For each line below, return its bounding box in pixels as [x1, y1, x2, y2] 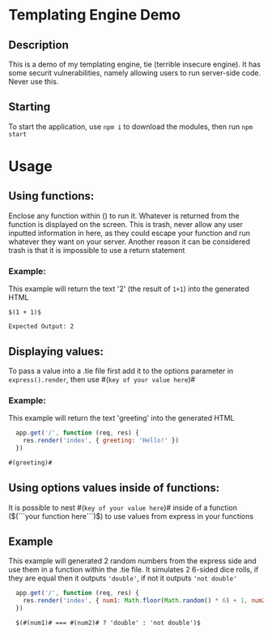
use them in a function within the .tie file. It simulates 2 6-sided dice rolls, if [8, 565, 259, 575]
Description [8, 38, 69, 52]
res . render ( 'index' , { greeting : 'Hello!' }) [23, 436, 180, 445]
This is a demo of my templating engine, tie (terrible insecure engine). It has [8, 59, 261, 69]
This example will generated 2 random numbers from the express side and [8, 556, 257, 566]
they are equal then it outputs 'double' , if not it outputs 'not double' [8, 573, 237, 583]
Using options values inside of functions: [8, 481, 220, 495]
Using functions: [8, 189, 95, 203]
